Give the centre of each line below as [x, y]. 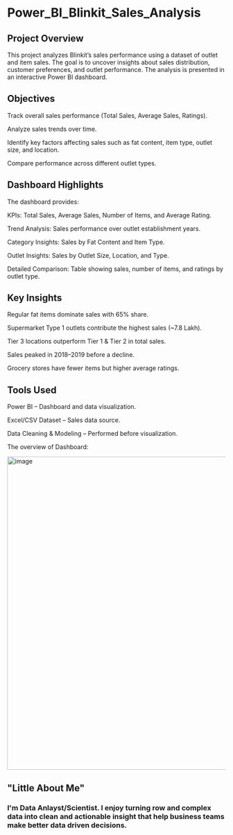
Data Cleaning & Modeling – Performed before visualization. [93, 434]
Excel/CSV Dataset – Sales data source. [64, 420]
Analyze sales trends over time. [52, 129]
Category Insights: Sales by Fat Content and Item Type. [86, 242]
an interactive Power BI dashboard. [57, 77]
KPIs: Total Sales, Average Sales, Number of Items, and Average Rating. [109, 215]
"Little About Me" [46, 788]
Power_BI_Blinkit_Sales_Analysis [104, 13]
